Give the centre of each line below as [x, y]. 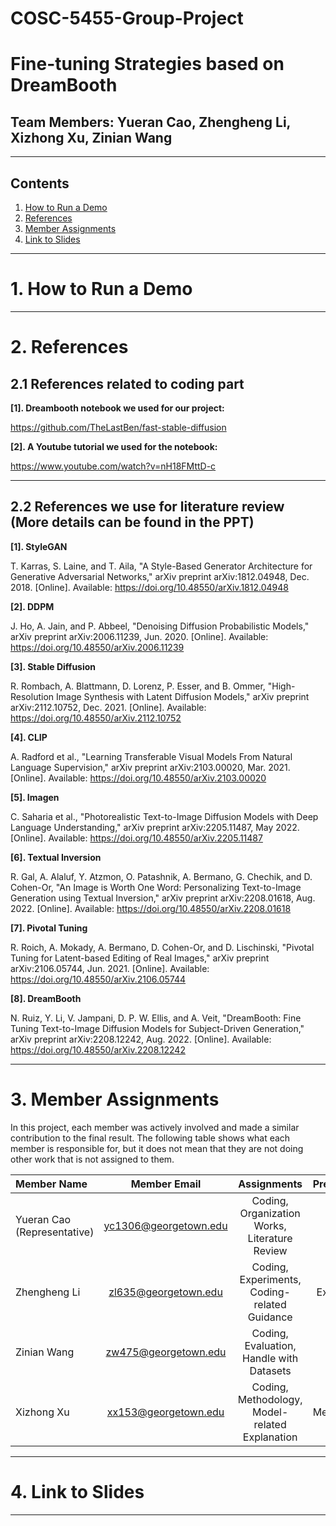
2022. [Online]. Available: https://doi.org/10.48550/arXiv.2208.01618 [151, 908]
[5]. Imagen [35, 797]
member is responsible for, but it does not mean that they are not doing [157, 1148]
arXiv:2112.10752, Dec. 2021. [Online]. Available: [108, 707]
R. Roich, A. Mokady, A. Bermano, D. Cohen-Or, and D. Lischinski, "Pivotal [162, 947]
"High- [281, 686]
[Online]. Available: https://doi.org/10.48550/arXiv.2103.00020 [138, 778]
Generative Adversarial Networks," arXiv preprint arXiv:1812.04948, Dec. [160, 576]
